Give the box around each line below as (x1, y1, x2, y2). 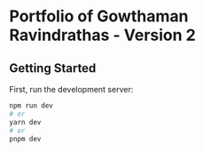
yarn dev (9, 117, 42, 126)
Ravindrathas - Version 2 (9, 25, 197, 45)
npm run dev (9, 101, 53, 110)
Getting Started (9, 60, 97, 76)
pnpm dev (9, 134, 42, 143)
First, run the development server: (9, 84, 134, 94)
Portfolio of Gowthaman (9, 6, 189, 27)
